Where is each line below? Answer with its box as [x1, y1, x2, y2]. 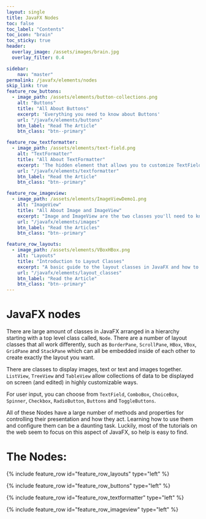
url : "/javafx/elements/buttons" [17, 117, 103, 123]
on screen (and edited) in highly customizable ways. [6, 379, 139, 386]
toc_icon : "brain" [6, 32, 53, 38]
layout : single [6, 9, 45, 15]
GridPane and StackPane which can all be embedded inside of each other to [6, 347, 196, 355]
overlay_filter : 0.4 [12, 55, 64, 61]
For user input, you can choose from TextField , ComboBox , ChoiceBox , [6, 390, 179, 398]
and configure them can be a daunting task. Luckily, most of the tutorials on [6, 422, 197, 430]
